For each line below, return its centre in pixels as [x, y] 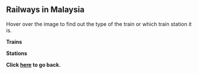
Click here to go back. [33, 65]
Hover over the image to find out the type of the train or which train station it [99, 24]
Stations [17, 53]
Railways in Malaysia [45, 10]
